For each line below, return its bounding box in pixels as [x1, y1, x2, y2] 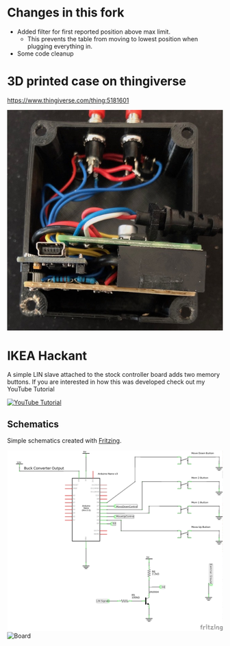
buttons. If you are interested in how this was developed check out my [7, 378, 205, 386]
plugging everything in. [27, 42, 93, 50]
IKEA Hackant [7, 348, 88, 363]
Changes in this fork [7, 5, 125, 21]
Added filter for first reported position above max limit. [16, 27, 171, 36]
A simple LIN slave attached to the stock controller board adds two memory [7, 371, 220, 379]
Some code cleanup [16, 49, 74, 58]
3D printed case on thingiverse [7, 73, 187, 89]
